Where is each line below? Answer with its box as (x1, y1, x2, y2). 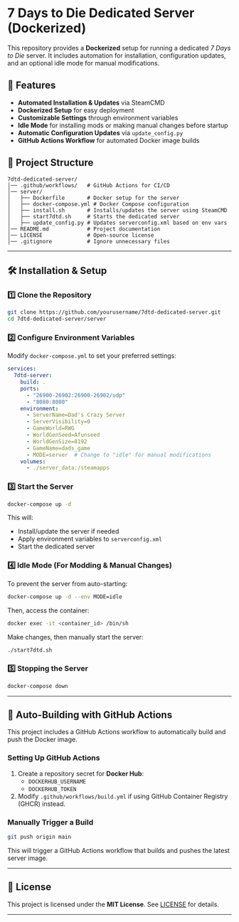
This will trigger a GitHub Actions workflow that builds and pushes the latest (7, 846, 230, 854)
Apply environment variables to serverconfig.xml (17, 535, 162, 544)
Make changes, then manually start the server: (7, 632, 144, 641)
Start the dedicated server (17, 542, 95, 551)
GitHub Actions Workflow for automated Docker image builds (17, 136, 201, 144)
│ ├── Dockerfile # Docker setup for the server (7, 194, 180, 201)
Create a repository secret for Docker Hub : (17, 769, 144, 778)
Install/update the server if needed (17, 527, 119, 536)
